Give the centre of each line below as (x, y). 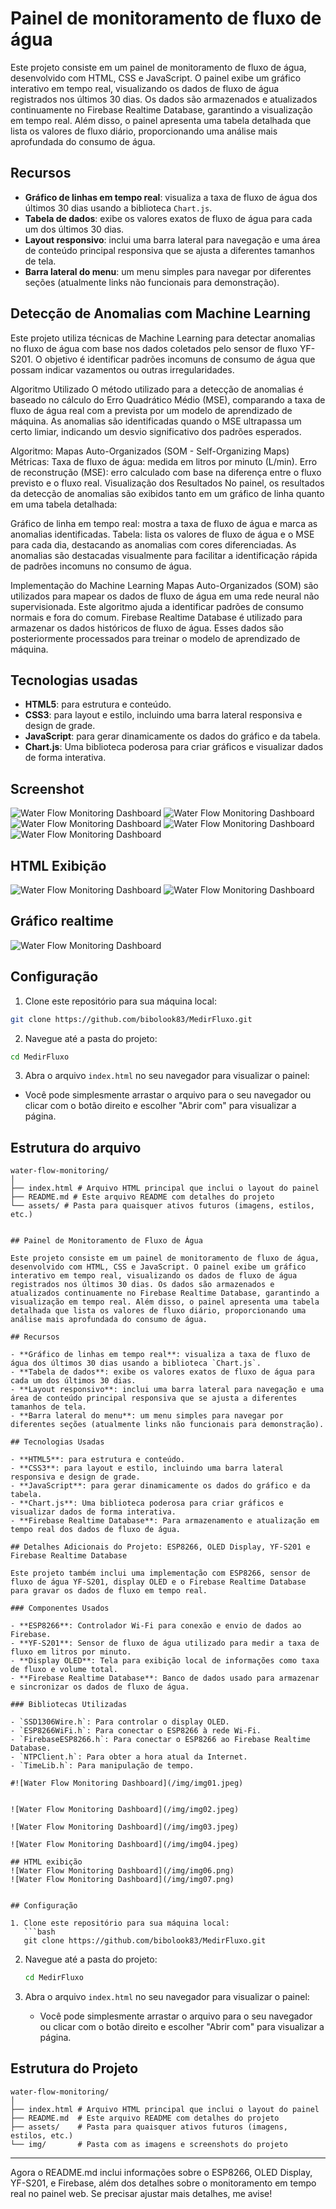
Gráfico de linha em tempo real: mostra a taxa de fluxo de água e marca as (164, 523)
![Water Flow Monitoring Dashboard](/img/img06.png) (122, 1871)
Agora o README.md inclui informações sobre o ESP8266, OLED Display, (161, 2172)
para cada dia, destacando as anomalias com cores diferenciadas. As (153, 544)
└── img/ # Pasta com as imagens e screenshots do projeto (149, 2144)
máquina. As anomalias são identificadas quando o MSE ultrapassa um (156, 421)
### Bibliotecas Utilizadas (69, 1705)
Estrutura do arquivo (76, 1147)
